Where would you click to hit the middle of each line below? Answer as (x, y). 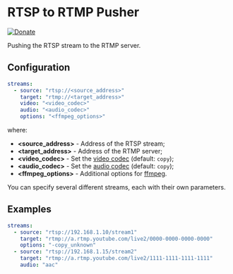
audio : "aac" (39, 265)
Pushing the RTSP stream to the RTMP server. (74, 45)
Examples (29, 210)
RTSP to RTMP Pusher (73, 12)
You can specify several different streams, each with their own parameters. (116, 187)
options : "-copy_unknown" (58, 245)
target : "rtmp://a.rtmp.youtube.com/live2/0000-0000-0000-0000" (116, 239)
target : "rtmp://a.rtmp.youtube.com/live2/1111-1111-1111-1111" (116, 259)
